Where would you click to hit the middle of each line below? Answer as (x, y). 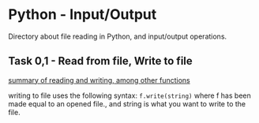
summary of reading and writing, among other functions (99, 80)
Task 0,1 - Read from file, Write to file (101, 61)
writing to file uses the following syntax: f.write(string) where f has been (129, 95)
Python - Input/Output (83, 15)
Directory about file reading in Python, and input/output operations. (118, 36)
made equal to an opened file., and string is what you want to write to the (127, 103)
